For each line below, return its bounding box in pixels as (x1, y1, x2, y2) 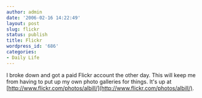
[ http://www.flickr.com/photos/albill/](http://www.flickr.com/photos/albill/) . (6, 84, 195, 92)
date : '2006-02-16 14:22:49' (6, 15, 81, 21)
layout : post (6, 20, 40, 26)
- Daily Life (6, 55, 40, 61)
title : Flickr (6, 37, 43, 43)
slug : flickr (6, 26, 40, 32)
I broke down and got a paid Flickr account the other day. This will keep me (6, 71, 196, 78)
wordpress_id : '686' (6, 43, 59, 50)
